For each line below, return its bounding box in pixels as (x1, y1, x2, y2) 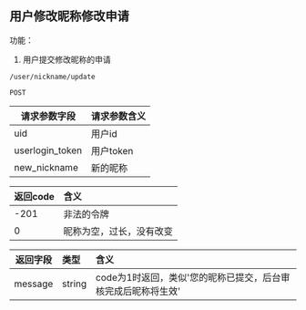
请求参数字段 (20, 109, 76, 122)
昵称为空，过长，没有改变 (63, 224, 173, 237)
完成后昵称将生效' (104, 284, 181, 297)
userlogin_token (14, 144, 83, 157)
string (62, 277, 87, 290)
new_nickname (14, 160, 79, 173)
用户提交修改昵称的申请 (22, 54, 111, 65)
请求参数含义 (90, 109, 147, 122)
